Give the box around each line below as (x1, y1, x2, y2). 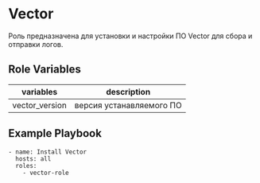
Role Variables (8, 63, 81, 76)
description (106, 86, 151, 97)
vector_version (12, 99, 68, 111)
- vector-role (22, 169, 69, 177)
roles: (15, 162, 37, 169)
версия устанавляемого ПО (74, 99, 182, 111)
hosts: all (15, 154, 52, 163)
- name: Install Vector (8, 148, 87, 156)
